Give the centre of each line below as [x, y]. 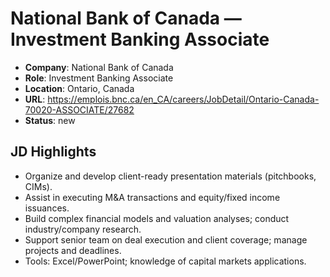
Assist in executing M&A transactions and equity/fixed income [152, 197]
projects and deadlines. [73, 250]
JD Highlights [53, 152]
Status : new [50, 120]
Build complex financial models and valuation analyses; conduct [157, 218]
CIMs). [38, 186]
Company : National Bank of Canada [99, 67]
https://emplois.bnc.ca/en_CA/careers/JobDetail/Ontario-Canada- [183, 99]
